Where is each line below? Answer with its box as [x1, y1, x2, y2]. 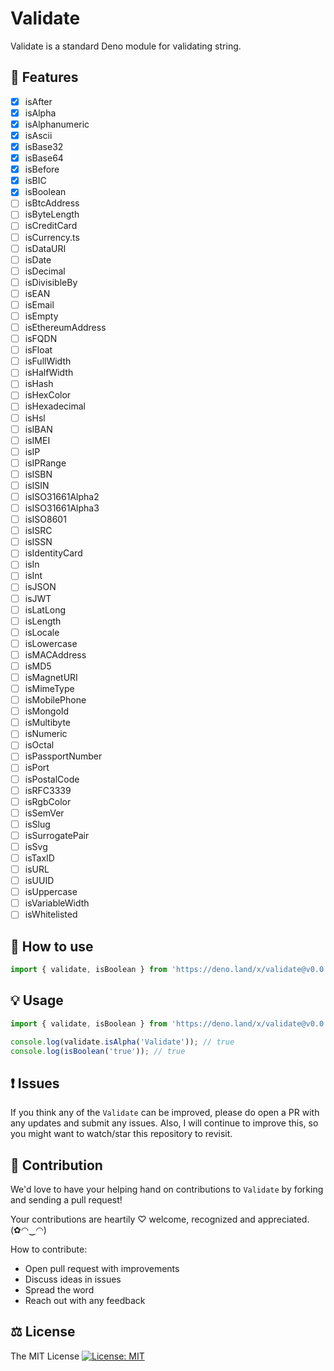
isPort [24, 762, 50, 774]
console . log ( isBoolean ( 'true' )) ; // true [10, 1046, 186, 1056]
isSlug [24, 818, 51, 830]
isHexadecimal [24, 400, 86, 412]
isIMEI [24, 434, 51, 446]
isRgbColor [24, 795, 72, 807]
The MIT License [10, 1350, 80, 1362]
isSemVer [24, 807, 65, 819]
